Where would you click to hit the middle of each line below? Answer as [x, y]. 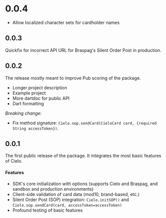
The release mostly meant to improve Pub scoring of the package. [73, 78]
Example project [29, 93]
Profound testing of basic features [48, 210]
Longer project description [40, 87]
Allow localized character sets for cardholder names [66, 22]
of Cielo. [14, 161]
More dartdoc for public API [41, 98]
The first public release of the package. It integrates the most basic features [83, 156]
